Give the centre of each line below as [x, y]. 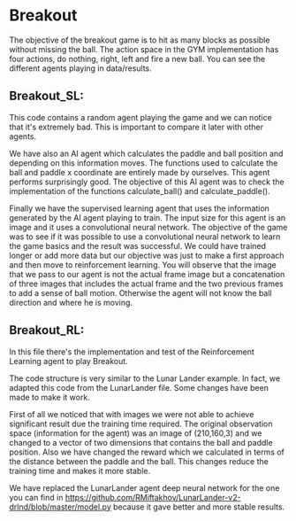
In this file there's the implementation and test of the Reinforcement [132, 352]
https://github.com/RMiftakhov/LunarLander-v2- [153, 497]
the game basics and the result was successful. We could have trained [138, 245]
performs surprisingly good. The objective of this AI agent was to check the [147, 182]
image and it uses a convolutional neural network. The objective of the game [148, 227]
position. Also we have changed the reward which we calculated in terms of [147, 452]
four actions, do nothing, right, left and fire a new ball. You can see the [137, 58]
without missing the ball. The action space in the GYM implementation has [144, 49]
